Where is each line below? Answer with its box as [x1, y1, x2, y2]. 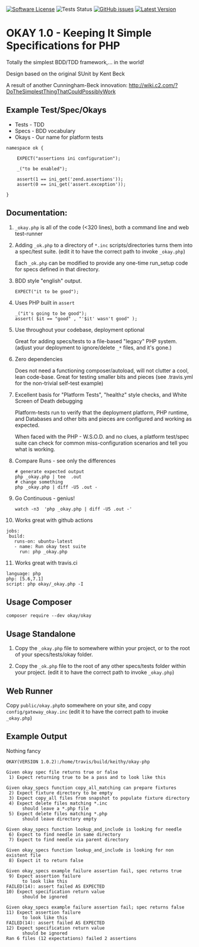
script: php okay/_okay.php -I [6, 581, 84, 587]
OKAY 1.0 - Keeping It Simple [6, 27, 152, 40]
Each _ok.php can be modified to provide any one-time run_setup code [14, 259, 188, 267]
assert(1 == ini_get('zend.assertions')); [17, 176, 124, 182]
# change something [14, 479, 64, 485]
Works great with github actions [14, 517, 93, 524]
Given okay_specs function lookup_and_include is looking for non [6, 847, 174, 853]
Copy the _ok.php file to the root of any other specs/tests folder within [14, 663, 186, 670]
